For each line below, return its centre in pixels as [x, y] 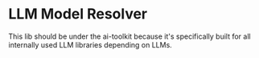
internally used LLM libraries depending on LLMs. [90, 44]
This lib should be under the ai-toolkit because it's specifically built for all [129, 36]
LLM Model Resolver [78, 14]
